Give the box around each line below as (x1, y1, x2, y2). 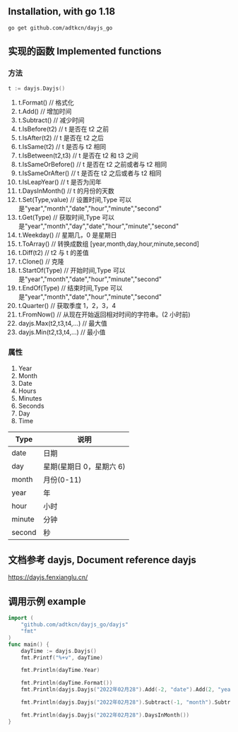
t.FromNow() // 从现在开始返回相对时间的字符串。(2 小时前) (18, 310, 191, 319)
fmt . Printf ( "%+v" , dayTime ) (20, 654, 103, 661)
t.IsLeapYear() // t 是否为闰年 (18, 178, 102, 187)
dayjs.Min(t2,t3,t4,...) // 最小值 (18, 328, 106, 336)
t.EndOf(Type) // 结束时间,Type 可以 (18, 284, 123, 293)
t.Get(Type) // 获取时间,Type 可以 (18, 213, 115, 222)
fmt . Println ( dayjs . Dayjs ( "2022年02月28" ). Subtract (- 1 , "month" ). (20, 699, 215, 706)
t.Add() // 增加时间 (18, 107, 72, 116)
